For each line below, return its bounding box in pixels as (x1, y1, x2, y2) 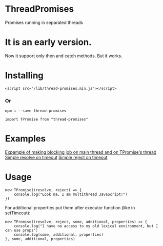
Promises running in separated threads (5, 20, 83, 25)
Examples (5, 133, 46, 144)
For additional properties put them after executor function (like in (5, 205, 135, 210)
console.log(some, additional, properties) (14, 232, 104, 237)
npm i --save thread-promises (5, 108, 67, 113)
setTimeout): (5, 210, 31, 216)
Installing (5, 70, 44, 81)
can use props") (5, 228, 38, 233)
